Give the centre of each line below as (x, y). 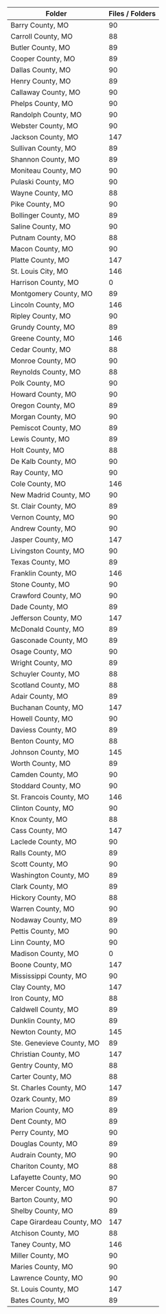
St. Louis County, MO (45, 1289)
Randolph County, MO (46, 115)
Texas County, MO (40, 562)
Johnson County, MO (45, 752)
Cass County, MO (39, 830)
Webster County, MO (45, 126)
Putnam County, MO (43, 238)
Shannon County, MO (45, 159)
